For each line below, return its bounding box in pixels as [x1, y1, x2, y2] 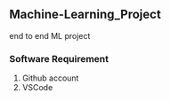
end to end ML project [9, 30, 91, 41]
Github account [21, 73, 79, 83]
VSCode [21, 82, 53, 93]
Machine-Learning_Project [9, 7, 162, 22]
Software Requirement [9, 52, 109, 65]
